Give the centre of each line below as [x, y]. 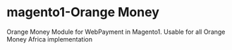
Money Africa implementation [50, 39]
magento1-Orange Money [83, 12]
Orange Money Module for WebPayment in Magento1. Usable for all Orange [116, 32]
